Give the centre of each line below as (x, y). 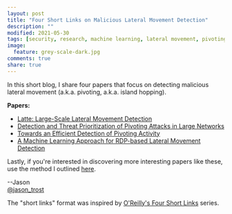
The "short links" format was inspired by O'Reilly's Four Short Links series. (113, 203)
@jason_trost (26, 189)
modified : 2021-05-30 (38, 33)
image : (17, 46)
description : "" (30, 26)
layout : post (26, 13)
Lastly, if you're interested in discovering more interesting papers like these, (115, 161)
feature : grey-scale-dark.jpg (57, 52)
